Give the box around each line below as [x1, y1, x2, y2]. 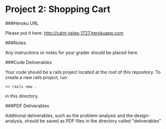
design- [134, 112, 150, 118]
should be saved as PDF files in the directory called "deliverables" [24, 117, 161, 124]
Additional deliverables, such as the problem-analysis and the [5, 112, 133, 118]
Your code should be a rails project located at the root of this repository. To [5, 69, 161, 75]
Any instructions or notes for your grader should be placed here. [5, 49, 139, 55]
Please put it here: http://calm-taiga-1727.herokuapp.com [5, 30, 124, 36]
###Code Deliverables [5, 59, 52, 65]
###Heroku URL [5, 20, 39, 26]
